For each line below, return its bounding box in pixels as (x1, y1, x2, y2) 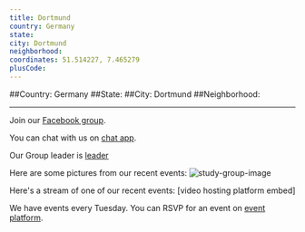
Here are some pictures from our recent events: (9, 167, 188, 178)
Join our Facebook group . (9, 114, 106, 125)
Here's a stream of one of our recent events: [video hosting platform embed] (9, 185, 296, 196)
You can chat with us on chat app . (9, 132, 137, 143)
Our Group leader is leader (9, 150, 109, 160)
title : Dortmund (9, 13, 71, 23)
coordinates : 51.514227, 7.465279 (9, 55, 141, 64)
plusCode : (9, 64, 47, 73)
